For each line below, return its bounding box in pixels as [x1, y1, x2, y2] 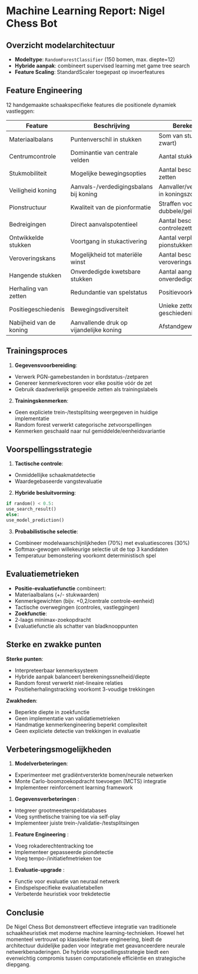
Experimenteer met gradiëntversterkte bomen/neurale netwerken [14, 771, 173, 778]
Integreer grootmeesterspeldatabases [14, 807, 107, 814]
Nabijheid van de [9, 318, 56, 326]
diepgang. [6, 961, 31, 968]
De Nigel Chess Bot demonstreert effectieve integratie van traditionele [6, 923, 177, 930]
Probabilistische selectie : [14, 528, 78, 535]
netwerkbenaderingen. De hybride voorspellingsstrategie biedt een [6, 949, 169, 956]
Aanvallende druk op [70, 318, 128, 326]
